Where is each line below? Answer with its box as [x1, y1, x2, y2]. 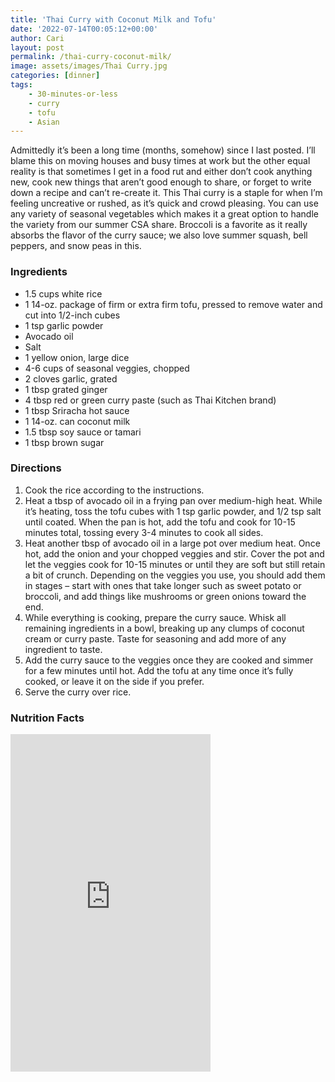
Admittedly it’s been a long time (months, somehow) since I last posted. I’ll [10, 144, 316, 156]
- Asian [28, 117, 60, 127]
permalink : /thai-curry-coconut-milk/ [10, 52, 172, 62]
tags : [10, 80, 33, 90]
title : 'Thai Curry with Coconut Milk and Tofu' [10, 14, 217, 25]
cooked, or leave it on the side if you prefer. [24, 675, 205, 687]
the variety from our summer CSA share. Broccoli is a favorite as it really [10, 219, 308, 231]
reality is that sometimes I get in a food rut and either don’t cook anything [10, 166, 313, 178]
